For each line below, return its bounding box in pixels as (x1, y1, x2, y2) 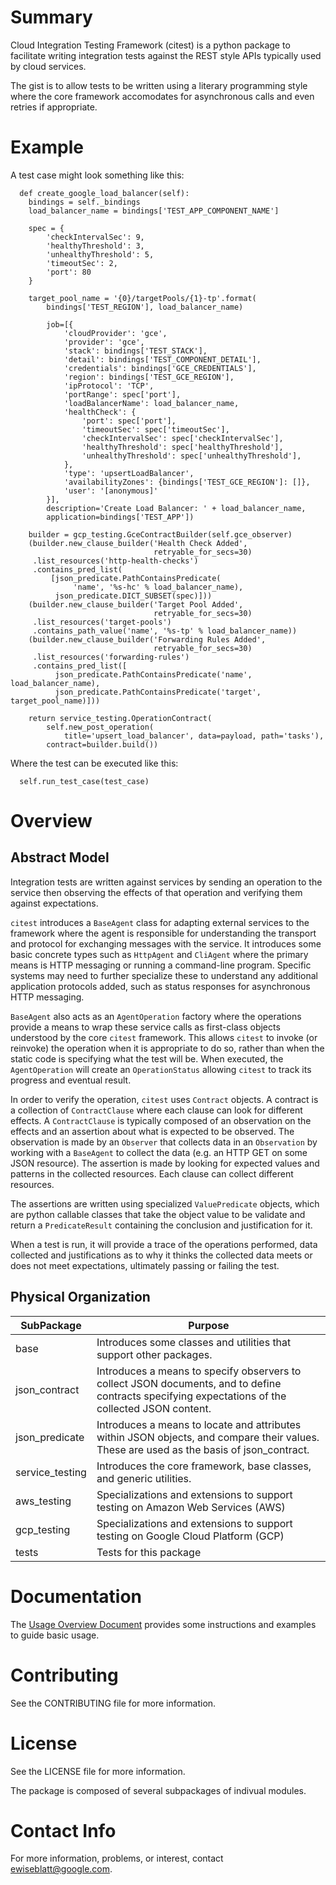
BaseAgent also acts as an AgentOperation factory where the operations (10, 1010, 302, 1022)
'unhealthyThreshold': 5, (46, 249, 155, 260)
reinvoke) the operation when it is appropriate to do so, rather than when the (10, 1042, 325, 1054)
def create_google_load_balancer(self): (19, 188, 190, 198)
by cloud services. (10, 60, 87, 72)
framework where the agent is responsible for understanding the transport (10, 927, 317, 939)
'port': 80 (46, 267, 92, 277)
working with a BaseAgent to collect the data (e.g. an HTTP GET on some (10, 1146, 308, 1158)
